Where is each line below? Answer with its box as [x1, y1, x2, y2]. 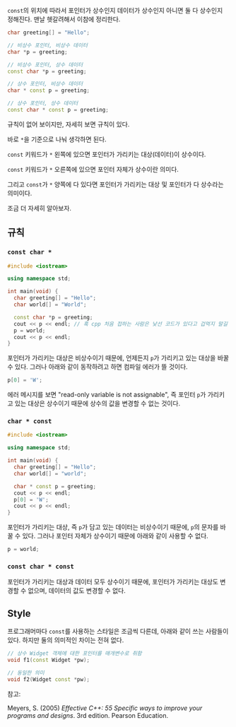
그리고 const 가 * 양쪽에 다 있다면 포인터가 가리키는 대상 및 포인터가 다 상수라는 [7, 179, 224, 189]
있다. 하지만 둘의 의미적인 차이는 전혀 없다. [7, 636, 124, 644]
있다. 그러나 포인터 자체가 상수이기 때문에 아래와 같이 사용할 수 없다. [22, 532, 208, 540]
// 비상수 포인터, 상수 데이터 [7, 61, 83, 69]
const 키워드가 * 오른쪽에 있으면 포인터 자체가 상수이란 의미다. [7, 165, 179, 173]
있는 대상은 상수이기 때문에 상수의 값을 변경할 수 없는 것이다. [14, 399, 181, 408]
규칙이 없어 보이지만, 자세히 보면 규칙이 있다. [7, 119, 130, 129]
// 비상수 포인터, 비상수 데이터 [7, 42, 88, 49]
